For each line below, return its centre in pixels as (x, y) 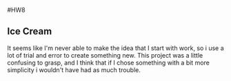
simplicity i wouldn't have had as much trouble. (74, 70)
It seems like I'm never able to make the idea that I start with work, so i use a (115, 48)
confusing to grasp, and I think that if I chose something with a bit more (109, 62)
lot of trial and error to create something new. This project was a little (105, 55)
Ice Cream (30, 31)
